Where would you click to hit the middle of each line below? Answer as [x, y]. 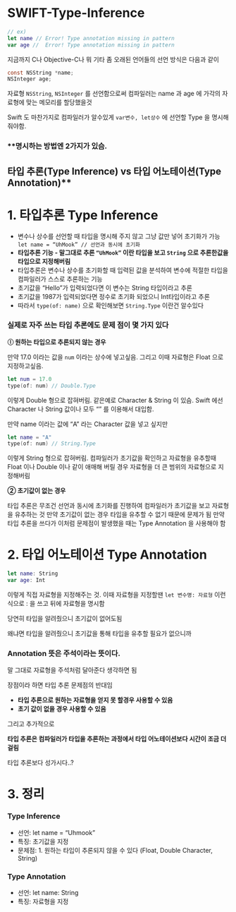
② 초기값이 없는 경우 [37, 491]
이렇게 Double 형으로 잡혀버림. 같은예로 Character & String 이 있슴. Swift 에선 [115, 400]
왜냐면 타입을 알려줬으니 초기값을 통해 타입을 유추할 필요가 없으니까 [99, 633]
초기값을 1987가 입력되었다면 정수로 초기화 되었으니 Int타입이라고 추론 [113, 296]
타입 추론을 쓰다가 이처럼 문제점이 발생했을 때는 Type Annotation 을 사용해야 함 [117, 523]
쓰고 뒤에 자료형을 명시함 [71, 604]
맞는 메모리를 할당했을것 [59, 102]
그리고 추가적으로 [31, 724]
